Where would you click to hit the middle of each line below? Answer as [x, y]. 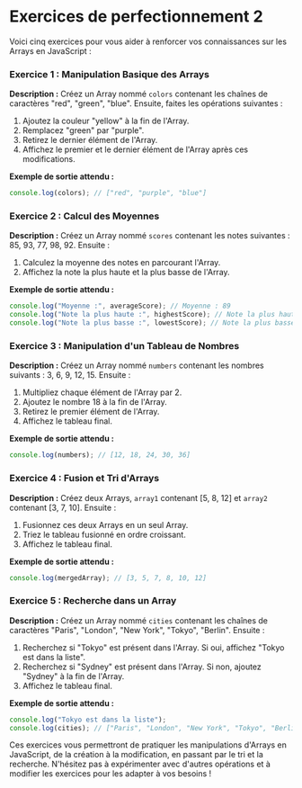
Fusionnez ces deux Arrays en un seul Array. [105, 524]
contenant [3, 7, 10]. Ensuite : [63, 507]
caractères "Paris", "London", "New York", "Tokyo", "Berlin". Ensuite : [137, 630]
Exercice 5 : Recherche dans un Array [93, 601]
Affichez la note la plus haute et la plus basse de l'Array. [126, 273]
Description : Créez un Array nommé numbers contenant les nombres [137, 365]
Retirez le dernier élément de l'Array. [90, 140]
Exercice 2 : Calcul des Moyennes [84, 216]
